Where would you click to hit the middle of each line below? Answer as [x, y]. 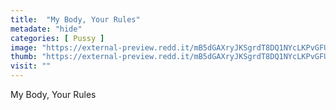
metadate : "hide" [46, 29]
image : [24, 47]
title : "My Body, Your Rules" [75, 19]
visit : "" [31, 66]
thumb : [24, 57]
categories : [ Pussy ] [57, 38]
